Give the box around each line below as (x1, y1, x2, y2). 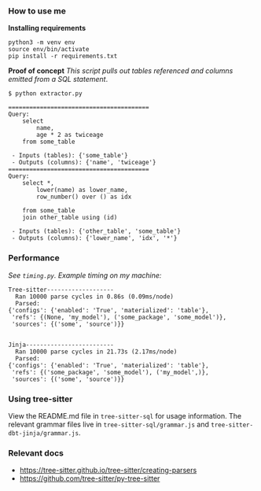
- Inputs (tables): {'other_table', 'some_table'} (11, 227, 181, 235)
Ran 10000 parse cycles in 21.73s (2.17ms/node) (15, 348, 178, 356)
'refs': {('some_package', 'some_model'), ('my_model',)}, (11, 368, 210, 376)
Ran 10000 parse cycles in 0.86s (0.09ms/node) (15, 293, 175, 301)
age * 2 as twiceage (36, 131, 104, 139)
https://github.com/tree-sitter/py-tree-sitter (19, 474, 160, 483)
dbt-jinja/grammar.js (8, 429, 79, 437)
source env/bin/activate (8, 46, 90, 54)
